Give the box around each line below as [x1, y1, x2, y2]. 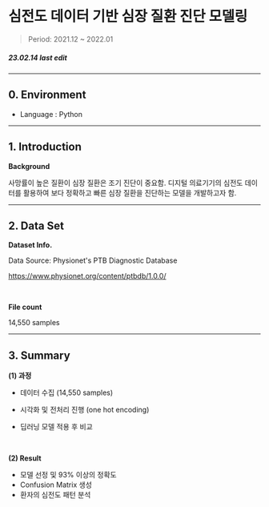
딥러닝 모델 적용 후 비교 [19, 422, 94, 432]
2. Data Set [8, 219, 64, 232]
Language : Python [19, 109, 82, 119]
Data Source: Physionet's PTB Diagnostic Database [8, 256, 178, 265]
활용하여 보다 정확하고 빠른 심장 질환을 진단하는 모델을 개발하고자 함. [22, 187, 237, 197]
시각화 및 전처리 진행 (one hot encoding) [19, 405, 150, 415]
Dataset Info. [8, 240, 53, 250]
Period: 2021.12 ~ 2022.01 [27, 34, 114, 44]
